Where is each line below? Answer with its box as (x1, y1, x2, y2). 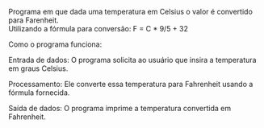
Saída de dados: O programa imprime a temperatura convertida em (8, 104, 232, 113)
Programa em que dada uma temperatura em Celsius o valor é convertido (8, 7, 253, 16)
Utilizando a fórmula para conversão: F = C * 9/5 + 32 (8, 24, 188, 33)
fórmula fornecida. (8, 88, 70, 97)
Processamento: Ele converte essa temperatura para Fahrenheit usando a (8, 80, 254, 89)
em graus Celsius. (8, 64, 69, 73)
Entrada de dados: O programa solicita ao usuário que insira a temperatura (8, 56, 257, 64)
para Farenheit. (8, 15, 59, 25)
